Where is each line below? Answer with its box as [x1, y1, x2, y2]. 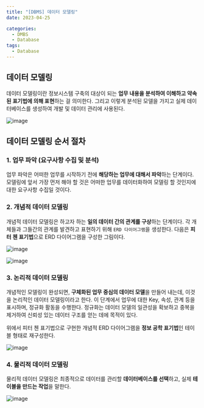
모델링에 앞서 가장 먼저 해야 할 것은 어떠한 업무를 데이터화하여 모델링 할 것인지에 [6, 178, 197, 186]
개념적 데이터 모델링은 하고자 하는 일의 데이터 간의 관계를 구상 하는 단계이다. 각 [6, 217, 191, 225]
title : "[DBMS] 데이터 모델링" [6, 9, 78, 15]
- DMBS [12, 31, 29, 37]
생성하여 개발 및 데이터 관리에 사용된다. [32, 105, 125, 112]
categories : [6, 26, 37, 32]
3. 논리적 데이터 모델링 [6, 273, 69, 282]
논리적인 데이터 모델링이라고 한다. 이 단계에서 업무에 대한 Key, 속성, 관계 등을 [12, 296, 195, 303]
